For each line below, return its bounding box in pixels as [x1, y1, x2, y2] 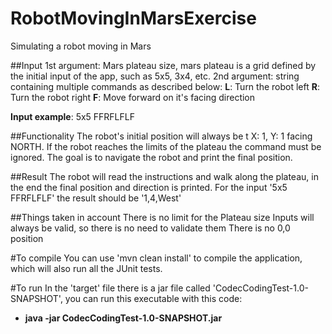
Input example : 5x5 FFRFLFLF [10, 110, 135, 122]
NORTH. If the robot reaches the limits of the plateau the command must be [10, 140, 322, 152]
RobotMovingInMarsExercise [10, 7, 257, 30]
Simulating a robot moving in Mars [10, 40, 152, 52]
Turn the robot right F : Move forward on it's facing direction [10, 91, 256, 103]
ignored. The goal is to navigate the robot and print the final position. [10, 151, 293, 163]
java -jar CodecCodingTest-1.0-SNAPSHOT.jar [24, 312, 223, 324]
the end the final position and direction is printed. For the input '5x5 [10, 181, 288, 193]
